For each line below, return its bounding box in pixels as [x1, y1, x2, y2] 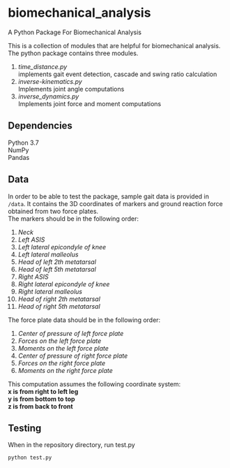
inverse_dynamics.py [17, 92, 79, 101]
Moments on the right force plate [17, 366, 114, 374]
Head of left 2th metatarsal [17, 257, 97, 266]
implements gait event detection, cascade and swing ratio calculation [17, 70, 217, 78]
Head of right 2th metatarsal [17, 295, 100, 303]
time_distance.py [17, 62, 68, 71]
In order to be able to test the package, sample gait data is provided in [8, 192, 210, 200]
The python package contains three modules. [8, 49, 139, 57]
